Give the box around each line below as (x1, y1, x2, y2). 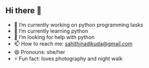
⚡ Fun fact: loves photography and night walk (13, 55, 123, 62)
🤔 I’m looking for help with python (13, 33, 95, 41)
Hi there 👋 (5, 6, 42, 16)
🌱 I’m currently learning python (13, 27, 88, 34)
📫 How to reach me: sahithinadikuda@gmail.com (13, 40, 133, 47)
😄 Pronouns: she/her (13, 48, 65, 55)
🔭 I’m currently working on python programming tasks (13, 21, 144, 28)
